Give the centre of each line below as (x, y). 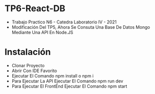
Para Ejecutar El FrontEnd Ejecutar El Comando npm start (69, 86)
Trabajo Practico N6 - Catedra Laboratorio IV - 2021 (64, 22)
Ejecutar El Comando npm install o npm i (52, 75)
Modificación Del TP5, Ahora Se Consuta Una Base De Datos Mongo (81, 27)
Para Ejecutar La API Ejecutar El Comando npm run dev (67, 81)
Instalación (28, 52)
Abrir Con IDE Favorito (34, 71)
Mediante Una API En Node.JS (42, 32)
